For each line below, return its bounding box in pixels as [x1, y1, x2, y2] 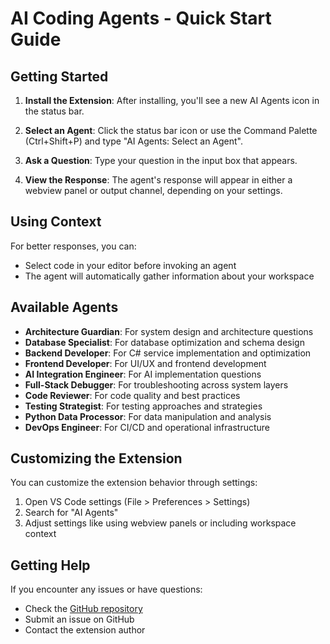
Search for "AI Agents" [24, 507, 119, 519]
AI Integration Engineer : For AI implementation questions [24, 368, 262, 380]
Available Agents [10, 299, 119, 316]
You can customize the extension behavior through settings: [10, 477, 258, 489]
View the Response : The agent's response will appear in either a [24, 174, 293, 186]
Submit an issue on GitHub [24, 613, 135, 626]
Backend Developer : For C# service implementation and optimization [24, 347, 312, 359]
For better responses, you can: [10, 240, 137, 252]
